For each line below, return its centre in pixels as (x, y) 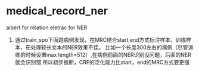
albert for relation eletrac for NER (47, 27)
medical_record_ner (57, 11)
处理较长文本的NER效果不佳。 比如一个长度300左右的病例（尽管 (110, 47)
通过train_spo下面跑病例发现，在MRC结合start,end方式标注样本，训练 (100, 39)
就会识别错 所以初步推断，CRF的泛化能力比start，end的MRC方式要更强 (102, 62)
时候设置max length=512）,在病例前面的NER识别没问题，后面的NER (108, 54)
